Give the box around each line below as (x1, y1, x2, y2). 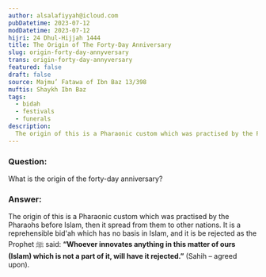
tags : (8, 93, 26, 101)
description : (8, 122, 51, 130)
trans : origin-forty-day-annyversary (8, 56, 133, 64)
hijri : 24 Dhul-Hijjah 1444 (8, 33, 101, 42)
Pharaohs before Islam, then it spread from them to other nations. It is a (8, 220, 241, 230)
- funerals (15, 115, 51, 123)
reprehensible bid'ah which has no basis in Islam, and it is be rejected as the (8, 229, 257, 238)
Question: (8, 156, 47, 167)
